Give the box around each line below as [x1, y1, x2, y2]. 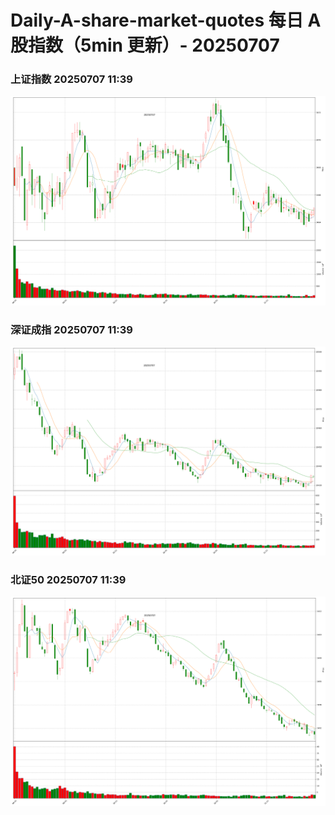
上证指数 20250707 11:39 [10, 72, 133, 86]
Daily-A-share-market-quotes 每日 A [10, 9, 322, 32]
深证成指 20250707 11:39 [10, 322, 133, 336]
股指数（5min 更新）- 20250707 [10, 34, 280, 57]
